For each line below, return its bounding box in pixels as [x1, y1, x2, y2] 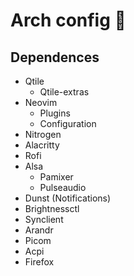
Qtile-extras [39, 86, 90, 98]
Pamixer [39, 171, 74, 183]
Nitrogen [24, 129, 62, 140]
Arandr [24, 224, 54, 236]
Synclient [24, 214, 64, 225]
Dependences [10, 49, 100, 66]
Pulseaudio [39, 182, 87, 193]
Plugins [39, 107, 71, 119]
